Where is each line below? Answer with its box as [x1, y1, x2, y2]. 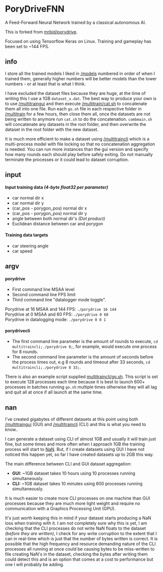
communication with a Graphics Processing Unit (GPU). [5, 506, 116, 512]
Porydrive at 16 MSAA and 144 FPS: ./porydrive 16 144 [5, 306, 116, 312]
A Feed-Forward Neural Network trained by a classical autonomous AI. [5, 19, 147, 25]
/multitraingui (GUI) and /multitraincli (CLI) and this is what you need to [5, 422, 147, 428]
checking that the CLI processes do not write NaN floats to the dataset [5, 525, 147, 531]
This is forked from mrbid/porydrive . [5, 29, 78, 35]
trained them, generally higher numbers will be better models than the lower [5, 75, 157, 81]
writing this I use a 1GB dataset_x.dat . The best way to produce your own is [5, 95, 157, 101]
